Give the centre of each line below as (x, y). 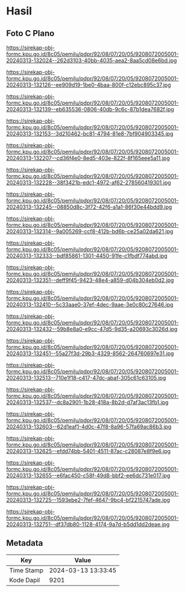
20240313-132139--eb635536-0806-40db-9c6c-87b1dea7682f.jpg (90, 109)
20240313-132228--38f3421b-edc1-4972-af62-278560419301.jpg (89, 182)
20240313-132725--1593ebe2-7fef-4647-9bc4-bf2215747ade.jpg (88, 500)
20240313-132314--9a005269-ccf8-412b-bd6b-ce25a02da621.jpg (90, 231)
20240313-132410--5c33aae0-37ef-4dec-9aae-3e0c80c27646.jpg (90, 304)
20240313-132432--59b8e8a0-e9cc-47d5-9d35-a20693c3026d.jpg (92, 329)
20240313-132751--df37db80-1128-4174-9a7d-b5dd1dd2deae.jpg (88, 524)
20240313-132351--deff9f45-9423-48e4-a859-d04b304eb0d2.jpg (90, 280)
